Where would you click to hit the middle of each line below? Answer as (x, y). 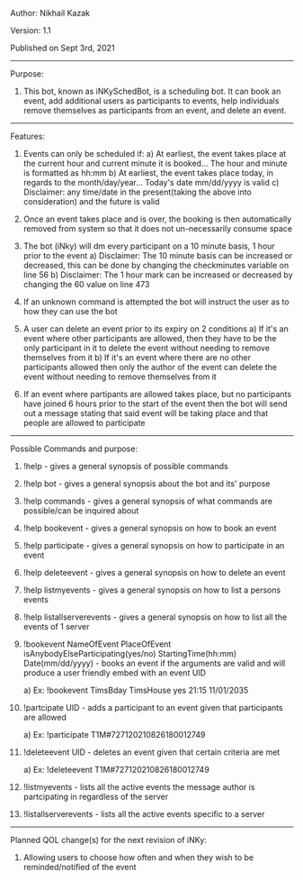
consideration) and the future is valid (91, 201)
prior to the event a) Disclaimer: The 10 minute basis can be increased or (158, 255)
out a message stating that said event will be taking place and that (146, 413)
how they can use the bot (70, 311)
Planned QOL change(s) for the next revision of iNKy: (109, 840)
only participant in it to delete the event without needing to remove (147, 348)
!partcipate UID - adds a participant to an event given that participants (153, 708)
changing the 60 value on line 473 (86, 284)
